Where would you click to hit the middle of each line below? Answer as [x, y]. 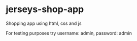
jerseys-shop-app [45, 9]
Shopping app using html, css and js [44, 23]
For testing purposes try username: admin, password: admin [69, 33]
